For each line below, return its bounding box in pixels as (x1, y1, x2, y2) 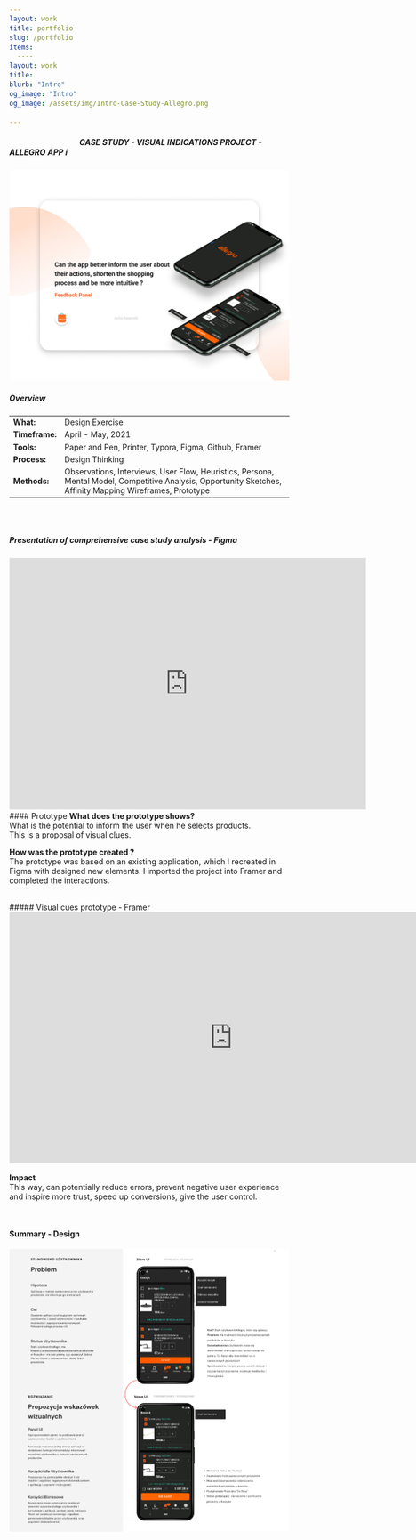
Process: (12, 454, 47, 465)
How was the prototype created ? (9, 847, 135, 857)
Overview (9, 393, 46, 403)
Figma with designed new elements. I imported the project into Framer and (9, 865, 283, 876)
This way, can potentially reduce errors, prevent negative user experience (9, 1181, 280, 1192)
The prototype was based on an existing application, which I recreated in (9, 855, 276, 867)
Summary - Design (9, 1228, 80, 1239)
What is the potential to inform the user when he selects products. (9, 820, 252, 831)
